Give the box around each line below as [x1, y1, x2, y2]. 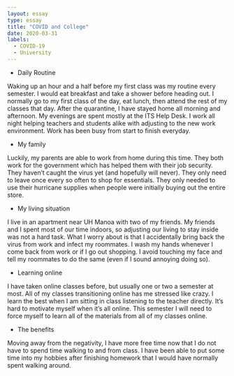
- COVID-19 [13, 43, 45, 50]
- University [13, 50, 52, 57]
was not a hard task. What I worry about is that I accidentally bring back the [7, 232, 225, 241]
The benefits [17, 325, 54, 333]
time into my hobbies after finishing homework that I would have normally [7, 354, 219, 362]
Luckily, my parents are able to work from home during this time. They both [7, 153, 224, 161]
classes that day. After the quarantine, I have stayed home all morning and [7, 104, 221, 113]
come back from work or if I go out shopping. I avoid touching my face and [7, 247, 223, 256]
